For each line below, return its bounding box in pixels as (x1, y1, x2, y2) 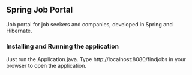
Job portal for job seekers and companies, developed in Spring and (6, 20, 173, 28)
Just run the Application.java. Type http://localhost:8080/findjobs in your (6, 56, 186, 63)
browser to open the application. (6, 62, 87, 70)
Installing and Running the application (6, 42, 119, 50)
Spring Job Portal (6, 5, 73, 15)
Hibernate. (6, 27, 32, 34)
